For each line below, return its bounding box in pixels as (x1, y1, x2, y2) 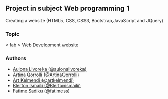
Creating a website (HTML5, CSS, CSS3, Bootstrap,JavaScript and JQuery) (5, 17, 164, 23)
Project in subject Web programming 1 (5, 4, 130, 13)
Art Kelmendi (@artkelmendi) (12, 77, 74, 83)
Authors (5, 55, 27, 62)
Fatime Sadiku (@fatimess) (12, 88, 70, 94)
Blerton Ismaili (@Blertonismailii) (12, 83, 81, 89)
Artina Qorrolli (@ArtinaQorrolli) (12, 71, 79, 78)
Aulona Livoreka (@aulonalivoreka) (12, 66, 87, 72)
